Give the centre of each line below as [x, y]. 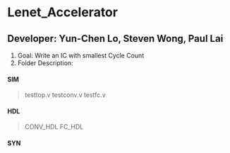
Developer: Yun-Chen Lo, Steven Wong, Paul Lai [115, 39]
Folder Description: [45, 63]
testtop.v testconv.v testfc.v [65, 95]
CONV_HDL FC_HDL [54, 127]
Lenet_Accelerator [63, 12]
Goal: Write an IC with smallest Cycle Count [81, 55]
